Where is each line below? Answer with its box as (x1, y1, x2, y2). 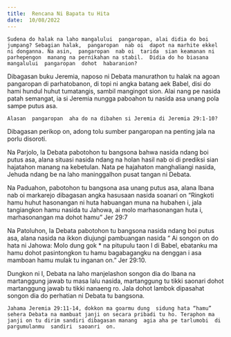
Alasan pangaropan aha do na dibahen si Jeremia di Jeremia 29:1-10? (7, 115, 218, 122)
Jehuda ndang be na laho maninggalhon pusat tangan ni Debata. (7, 170, 192, 178)
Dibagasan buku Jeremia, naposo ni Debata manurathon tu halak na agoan (7, 72, 220, 80)
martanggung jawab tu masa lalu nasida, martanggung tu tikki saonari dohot (7, 277, 224, 285)
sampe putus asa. (7, 101, 58, 110)
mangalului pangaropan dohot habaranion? (7, 60, 138, 67)
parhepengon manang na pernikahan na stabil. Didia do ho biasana (7, 53, 209, 61)
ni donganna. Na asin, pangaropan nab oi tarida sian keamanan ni (7, 48, 215, 55)
